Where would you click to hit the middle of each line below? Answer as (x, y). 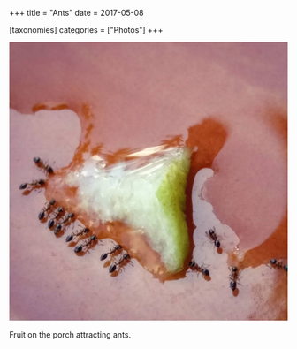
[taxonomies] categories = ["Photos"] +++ (86, 30)
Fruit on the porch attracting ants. (70, 334)
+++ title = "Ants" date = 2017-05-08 (76, 13)
